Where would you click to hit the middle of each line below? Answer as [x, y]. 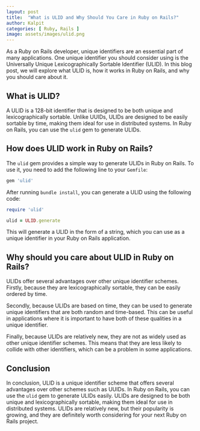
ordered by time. [27, 294]
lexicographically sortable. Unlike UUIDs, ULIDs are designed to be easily [97, 117]
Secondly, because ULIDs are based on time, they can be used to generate [99, 306]
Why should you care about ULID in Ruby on [90, 257]
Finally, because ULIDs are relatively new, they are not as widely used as [96, 337]
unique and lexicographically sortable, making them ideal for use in [89, 402]
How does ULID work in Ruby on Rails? [80, 149]
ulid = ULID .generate [33, 221]
